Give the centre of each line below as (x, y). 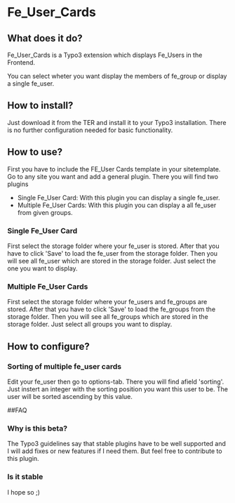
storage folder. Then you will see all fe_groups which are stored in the (108, 317)
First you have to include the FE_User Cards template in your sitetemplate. (114, 169)
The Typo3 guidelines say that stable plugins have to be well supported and (117, 444)
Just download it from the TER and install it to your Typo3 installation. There (117, 122)
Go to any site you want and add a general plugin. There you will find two (113, 176)
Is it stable (25, 477)
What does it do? (45, 38)
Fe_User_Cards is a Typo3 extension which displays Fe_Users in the (105, 55)
